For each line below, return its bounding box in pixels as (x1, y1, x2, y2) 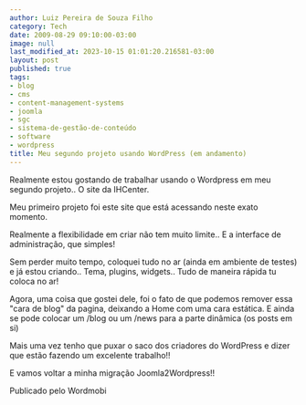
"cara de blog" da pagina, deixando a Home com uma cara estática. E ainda (9, 303, 295, 314)
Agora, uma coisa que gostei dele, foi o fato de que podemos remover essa (9, 293, 293, 304)
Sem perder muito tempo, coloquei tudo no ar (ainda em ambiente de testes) (9, 256, 298, 267)
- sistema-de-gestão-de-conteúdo (9, 124, 137, 133)
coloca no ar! (9, 275, 59, 286)
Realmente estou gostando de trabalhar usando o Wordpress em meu (9, 174, 271, 185)
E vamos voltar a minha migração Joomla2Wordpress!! (9, 367, 216, 379)
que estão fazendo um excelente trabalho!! (9, 349, 171, 360)
